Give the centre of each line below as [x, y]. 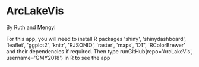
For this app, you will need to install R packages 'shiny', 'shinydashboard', [96, 39]
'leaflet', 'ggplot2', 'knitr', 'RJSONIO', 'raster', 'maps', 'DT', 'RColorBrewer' [96, 45]
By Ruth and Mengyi [31, 27]
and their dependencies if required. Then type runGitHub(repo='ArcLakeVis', [99, 51]
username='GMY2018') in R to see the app [58, 58]
